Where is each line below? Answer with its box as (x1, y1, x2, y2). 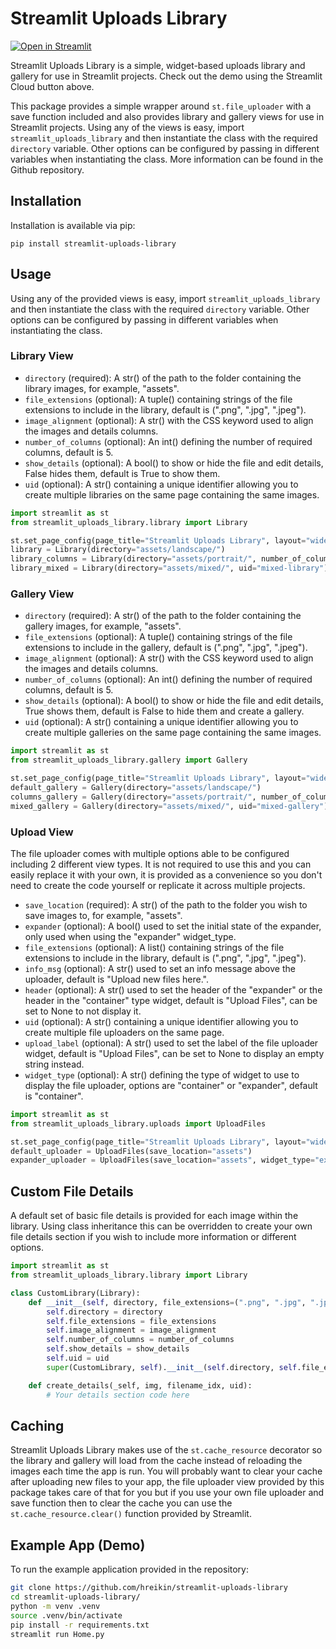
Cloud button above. (10, 80, 95, 92)
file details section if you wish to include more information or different (10, 1231, 297, 1243)
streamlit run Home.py (10, 1629, 105, 1639)
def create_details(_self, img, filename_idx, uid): (28, 1380, 253, 1391)
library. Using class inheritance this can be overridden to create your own (10, 1220, 313, 1232)
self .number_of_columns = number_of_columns (46, 1335, 235, 1345)
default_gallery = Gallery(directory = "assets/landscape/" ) (10, 783, 262, 793)
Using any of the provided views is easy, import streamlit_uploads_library (10, 292, 321, 304)
